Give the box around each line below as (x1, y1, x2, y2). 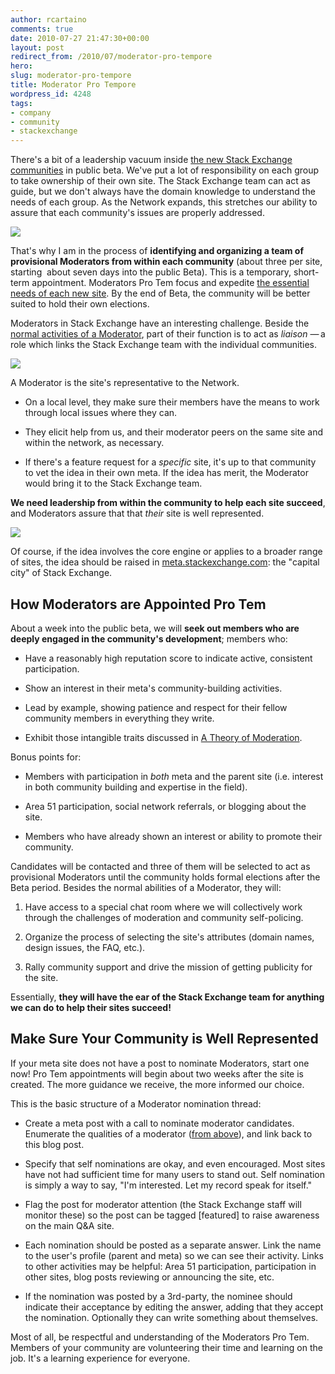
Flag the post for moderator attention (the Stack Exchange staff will (24, 1198, 302, 1210)
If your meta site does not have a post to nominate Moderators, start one (10, 1057, 310, 1069)
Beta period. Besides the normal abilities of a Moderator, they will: (10, 881, 282, 893)
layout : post (10, 42, 65, 53)
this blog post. (24, 1138, 85, 1150)
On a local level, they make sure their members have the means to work (24, 396, 320, 408)
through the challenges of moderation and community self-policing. (24, 911, 304, 923)
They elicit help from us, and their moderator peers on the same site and (24, 426, 323, 438)
